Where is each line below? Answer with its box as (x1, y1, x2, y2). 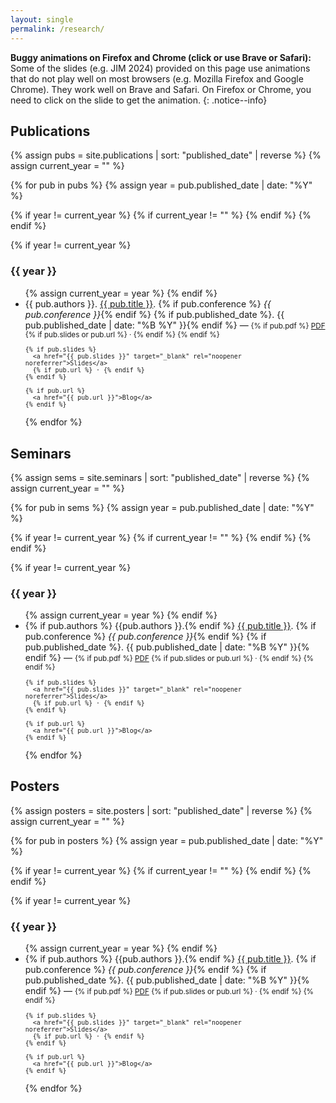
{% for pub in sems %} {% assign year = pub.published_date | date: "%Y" (10, 502, 315, 514)
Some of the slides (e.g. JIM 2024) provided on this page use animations (10, 62, 311, 74)
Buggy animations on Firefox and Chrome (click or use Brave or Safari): (10, 51, 312, 63)
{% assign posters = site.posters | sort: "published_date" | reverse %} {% (10, 804, 313, 816)
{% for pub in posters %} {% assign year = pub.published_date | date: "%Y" (10, 834, 324, 846)
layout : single (10, 14, 74, 25)
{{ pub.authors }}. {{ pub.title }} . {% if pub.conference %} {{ (24, 297, 272, 310)
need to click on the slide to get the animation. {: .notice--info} (10, 94, 268, 106)
